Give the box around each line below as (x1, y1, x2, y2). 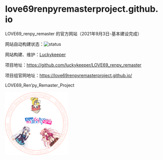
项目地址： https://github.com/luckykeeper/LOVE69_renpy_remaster (5, 62, 141, 68)
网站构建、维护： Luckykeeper (5, 52, 66, 57)
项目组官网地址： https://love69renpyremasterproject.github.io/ (5, 72, 133, 78)
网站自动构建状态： (5, 41, 44, 47)
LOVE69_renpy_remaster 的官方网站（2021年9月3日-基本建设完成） (5, 30, 142, 36)
